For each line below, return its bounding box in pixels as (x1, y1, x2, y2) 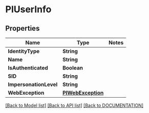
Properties (5, 24, 40, 33)
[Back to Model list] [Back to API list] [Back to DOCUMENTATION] (5, 102, 144, 108)
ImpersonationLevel (8, 81, 58, 88)
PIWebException (62, 89, 104, 96)
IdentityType (8, 48, 40, 55)
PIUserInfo (5, 4, 52, 15)
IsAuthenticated (8, 64, 49, 71)
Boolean (62, 64, 83, 71)
